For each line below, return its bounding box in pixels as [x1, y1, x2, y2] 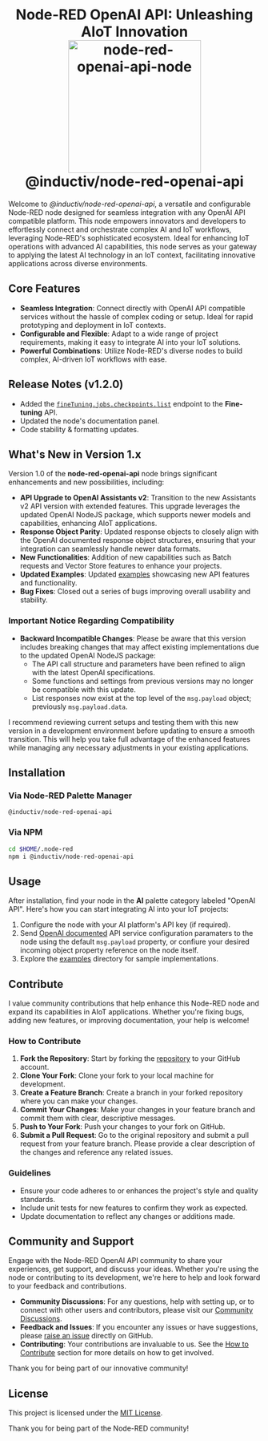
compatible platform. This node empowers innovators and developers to [8, 216, 246, 225]
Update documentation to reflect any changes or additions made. [19, 1211, 236, 1220]
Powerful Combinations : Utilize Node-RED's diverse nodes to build [19, 346, 242, 355]
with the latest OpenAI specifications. [31, 667, 156, 677]
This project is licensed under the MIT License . [8, 1408, 163, 1418]
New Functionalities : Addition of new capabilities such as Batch [19, 553, 232, 562]
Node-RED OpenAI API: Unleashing [15, 6, 254, 24]
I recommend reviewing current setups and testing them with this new [8, 717, 239, 727]
